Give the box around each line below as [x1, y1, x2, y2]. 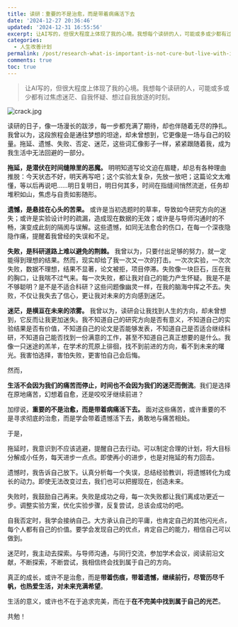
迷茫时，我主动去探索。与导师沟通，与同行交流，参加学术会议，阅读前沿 [7, 549, 218, 557]
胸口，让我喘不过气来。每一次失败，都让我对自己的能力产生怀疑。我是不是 [13, 273, 231, 282]
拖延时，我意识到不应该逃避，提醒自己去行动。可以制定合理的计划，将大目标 [7, 444, 231, 452]
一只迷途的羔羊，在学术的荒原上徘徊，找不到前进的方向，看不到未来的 [13, 342, 218, 350]
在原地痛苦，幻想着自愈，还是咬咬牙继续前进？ [7, 390, 144, 398]
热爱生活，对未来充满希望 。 [25, 582, 107, 590]
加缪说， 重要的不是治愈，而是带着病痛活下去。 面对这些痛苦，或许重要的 [7, 404, 220, 413]
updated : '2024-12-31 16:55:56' [7, 23, 103, 31]
